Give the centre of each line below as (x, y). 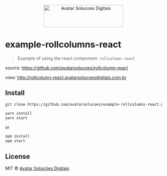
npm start (15, 141)
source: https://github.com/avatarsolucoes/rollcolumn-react (67, 68)
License (18, 156)
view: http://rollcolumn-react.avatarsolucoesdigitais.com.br (66, 77)
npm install (17, 136)
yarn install (19, 113)
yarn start (16, 118)
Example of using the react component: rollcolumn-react (76, 58)
